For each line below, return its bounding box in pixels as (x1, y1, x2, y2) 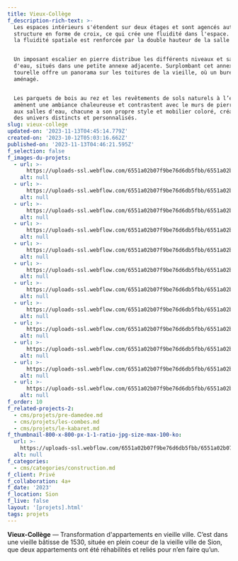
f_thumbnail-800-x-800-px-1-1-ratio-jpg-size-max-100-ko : (7, 431, 182, 439)
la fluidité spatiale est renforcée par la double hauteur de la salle (13, 37, 230, 44)
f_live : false (7, 498, 50, 505)
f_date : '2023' (7, 484, 52, 491)
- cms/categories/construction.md (13, 464, 115, 472)
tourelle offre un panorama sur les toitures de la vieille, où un (13, 69, 217, 76)
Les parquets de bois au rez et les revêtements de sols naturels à (13, 94, 220, 102)
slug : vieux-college (7, 121, 69, 129)
